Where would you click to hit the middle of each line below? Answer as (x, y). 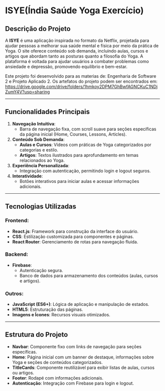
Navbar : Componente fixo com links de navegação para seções (77, 346)
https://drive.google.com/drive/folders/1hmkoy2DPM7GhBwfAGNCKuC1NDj (82, 87)
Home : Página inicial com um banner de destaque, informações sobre (83, 357)
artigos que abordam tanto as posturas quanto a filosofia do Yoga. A (74, 56)
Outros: (14, 294)
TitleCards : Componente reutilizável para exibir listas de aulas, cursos (83, 367)
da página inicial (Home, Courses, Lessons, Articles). (73, 134)
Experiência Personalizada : (41, 165)
